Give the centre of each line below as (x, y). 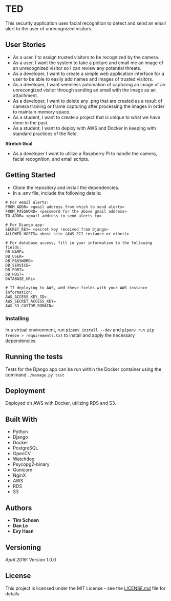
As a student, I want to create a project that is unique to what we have (86, 117)
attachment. (25, 95)
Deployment (25, 391)
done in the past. (30, 123)
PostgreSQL (25, 448)
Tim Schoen (26, 520)
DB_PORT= (15, 270)
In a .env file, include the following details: (57, 193)
